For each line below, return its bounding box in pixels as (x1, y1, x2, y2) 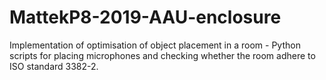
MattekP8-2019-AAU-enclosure (9, 6, 282, 29)
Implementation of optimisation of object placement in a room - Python (9, 39, 301, 51)
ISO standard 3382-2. (9, 60, 99, 72)
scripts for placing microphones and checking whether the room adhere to (9, 49, 316, 61)
